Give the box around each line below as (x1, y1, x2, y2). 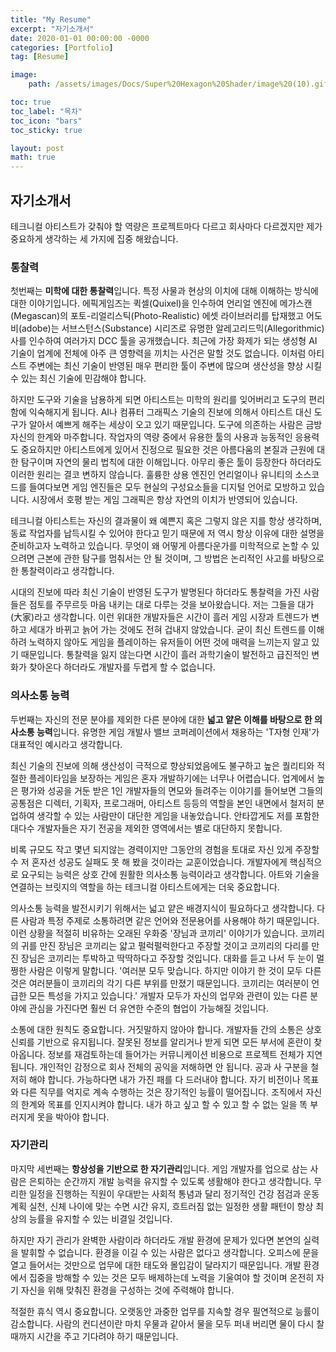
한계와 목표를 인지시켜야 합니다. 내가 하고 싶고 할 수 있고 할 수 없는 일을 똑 (20, 1098, 308, 1110)
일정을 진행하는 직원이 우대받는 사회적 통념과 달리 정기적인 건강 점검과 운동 (28, 1187, 320, 1200)
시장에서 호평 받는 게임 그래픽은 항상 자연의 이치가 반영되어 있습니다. (31, 494, 298, 506)
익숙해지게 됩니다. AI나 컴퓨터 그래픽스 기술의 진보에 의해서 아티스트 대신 (28, 406, 312, 418)
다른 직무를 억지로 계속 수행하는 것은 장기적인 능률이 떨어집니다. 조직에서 (20, 1086, 304, 1098)
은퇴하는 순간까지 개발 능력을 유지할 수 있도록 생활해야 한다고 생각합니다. (28, 1175, 312, 1187)
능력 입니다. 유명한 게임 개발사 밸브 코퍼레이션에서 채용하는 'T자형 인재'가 (36, 726, 320, 738)
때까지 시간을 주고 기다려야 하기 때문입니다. (10, 1330, 179, 1342)
